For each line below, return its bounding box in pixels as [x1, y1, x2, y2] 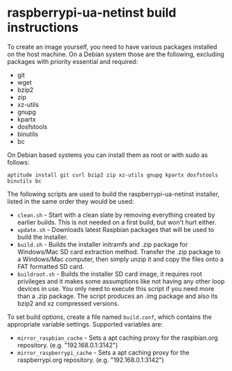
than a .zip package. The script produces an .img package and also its [17, 292, 218, 300]
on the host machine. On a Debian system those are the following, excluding [7, 50, 224, 58]
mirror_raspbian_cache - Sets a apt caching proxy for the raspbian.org [17, 333, 218, 342]
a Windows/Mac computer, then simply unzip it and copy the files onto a [17, 255, 224, 263]
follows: [7, 158, 30, 166]
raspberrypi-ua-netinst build [7, 5, 177, 21]
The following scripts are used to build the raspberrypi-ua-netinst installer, [7, 190, 220, 198]
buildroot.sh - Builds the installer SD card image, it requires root [17, 270, 202, 278]
